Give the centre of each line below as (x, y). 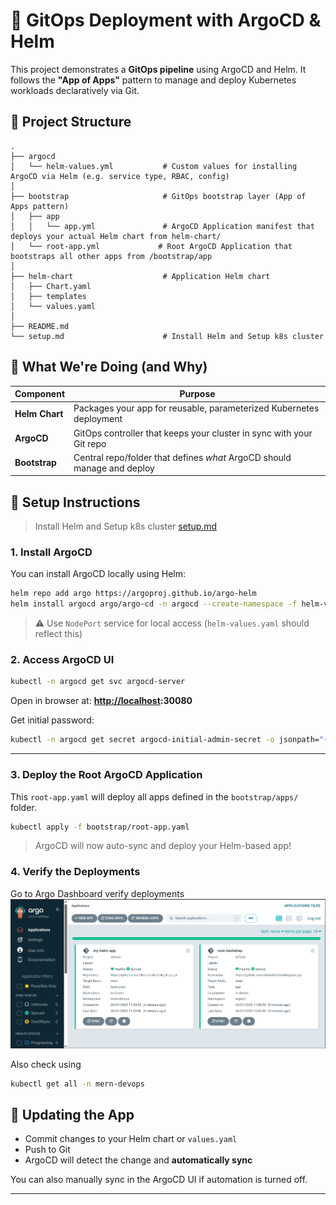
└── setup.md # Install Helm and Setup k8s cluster (167, 336)
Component (40, 394)
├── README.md (40, 326)
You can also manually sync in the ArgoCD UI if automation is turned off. (159, 1180)
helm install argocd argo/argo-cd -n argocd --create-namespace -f (154, 604)
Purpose (197, 394)
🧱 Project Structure (71, 122)
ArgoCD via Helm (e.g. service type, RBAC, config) (120, 176)
